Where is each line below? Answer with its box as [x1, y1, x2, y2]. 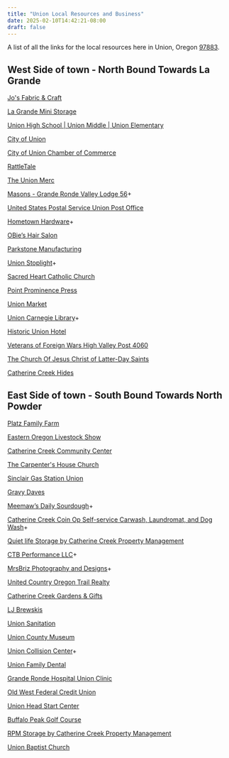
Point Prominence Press [7, 286, 78, 295]
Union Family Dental [7, 661, 66, 669]
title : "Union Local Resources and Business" [7, 10, 144, 18]
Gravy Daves [7, 488, 45, 496]
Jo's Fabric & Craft [7, 94, 62, 102]
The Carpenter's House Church [7, 461, 99, 468]
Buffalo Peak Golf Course [7, 715, 82, 724]
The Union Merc [7, 176, 55, 185]
